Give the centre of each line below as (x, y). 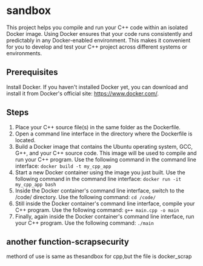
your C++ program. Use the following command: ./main (85, 223)
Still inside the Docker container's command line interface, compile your (105, 203)
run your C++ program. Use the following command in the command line (106, 159)
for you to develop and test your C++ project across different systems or (97, 47)
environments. (24, 53)
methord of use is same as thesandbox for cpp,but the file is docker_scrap (99, 256)
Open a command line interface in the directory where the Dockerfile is (104, 134)
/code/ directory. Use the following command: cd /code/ (85, 197)
